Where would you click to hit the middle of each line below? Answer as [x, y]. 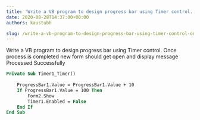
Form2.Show [41, 96]
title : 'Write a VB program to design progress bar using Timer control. [100, 12]
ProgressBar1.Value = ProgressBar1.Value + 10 [76, 85]
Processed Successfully [36, 63]
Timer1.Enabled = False [57, 102]
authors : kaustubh [29, 23]
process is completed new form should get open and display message [92, 56]
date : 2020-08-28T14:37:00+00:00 [48, 17]
